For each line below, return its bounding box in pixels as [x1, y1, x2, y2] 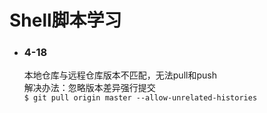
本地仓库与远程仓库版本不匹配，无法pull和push [23, 69, 217, 81]
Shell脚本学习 [9, 9, 122, 32]
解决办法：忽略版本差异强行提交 [23, 82, 156, 94]
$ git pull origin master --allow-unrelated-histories [23, 93, 258, 103]
